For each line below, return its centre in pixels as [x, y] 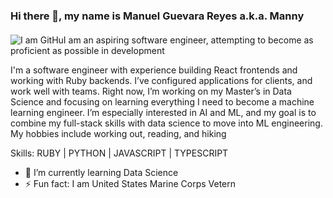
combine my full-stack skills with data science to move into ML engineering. [166, 123]
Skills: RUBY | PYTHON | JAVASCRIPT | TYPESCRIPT [119, 153]
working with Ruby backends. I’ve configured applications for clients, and [161, 80]
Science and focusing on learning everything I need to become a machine [162, 101]
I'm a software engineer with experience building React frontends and [154, 70]
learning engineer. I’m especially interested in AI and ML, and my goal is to [163, 112]
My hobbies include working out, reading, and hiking [118, 133]
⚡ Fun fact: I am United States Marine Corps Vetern [130, 183]
